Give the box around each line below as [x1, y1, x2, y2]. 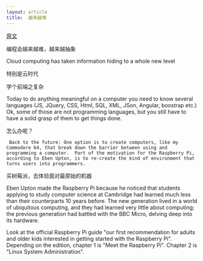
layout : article [6, 9, 48, 15]
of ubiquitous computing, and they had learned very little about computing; [6, 204, 195, 211]
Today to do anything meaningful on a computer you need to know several [6, 95, 193, 102]
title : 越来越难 [6, 15, 47, 21]
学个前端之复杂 [6, 83, 44, 90]
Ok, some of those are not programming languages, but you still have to [6, 108, 187, 115]
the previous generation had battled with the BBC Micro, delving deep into [6, 210, 193, 217]
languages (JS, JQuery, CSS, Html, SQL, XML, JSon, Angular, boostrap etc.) [6, 101, 197, 109]
